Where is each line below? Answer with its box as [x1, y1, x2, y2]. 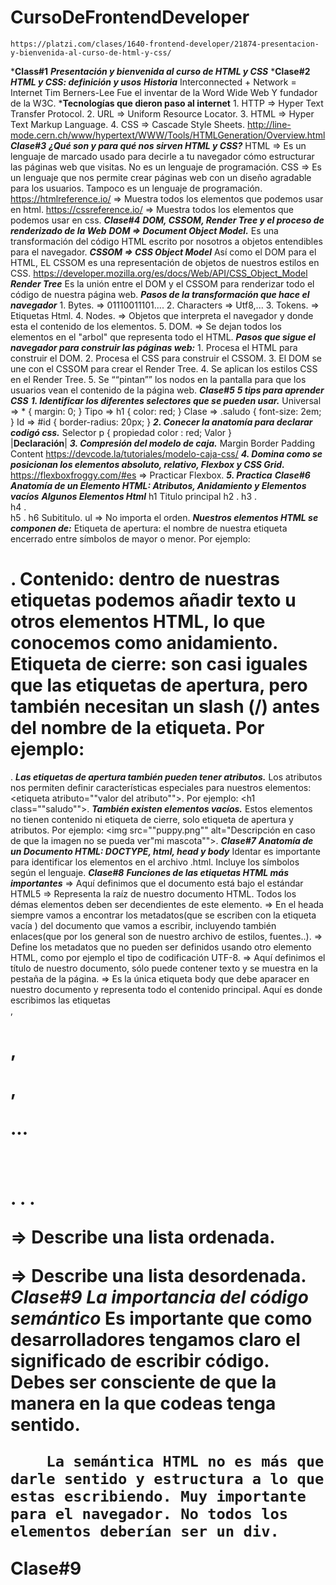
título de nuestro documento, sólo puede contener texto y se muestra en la [10, 962, 318, 974]
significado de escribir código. [10, 1350, 270, 1373]
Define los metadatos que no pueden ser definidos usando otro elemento [10, 941, 312, 953]
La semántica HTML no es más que [46, 1452, 325, 1471]
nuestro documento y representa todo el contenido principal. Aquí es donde [10, 983, 323, 995]
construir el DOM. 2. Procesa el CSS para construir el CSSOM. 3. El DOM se [10, 352, 322, 364]
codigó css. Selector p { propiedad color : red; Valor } [10, 426, 233, 438]
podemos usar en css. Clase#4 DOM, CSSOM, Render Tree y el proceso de [10, 214, 325, 226]
